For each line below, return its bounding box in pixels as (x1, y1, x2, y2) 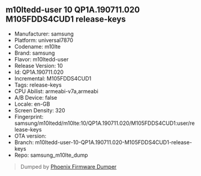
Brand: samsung (14, 49, 55, 56)
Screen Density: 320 (14, 106, 65, 114)
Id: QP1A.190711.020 (14, 68, 64, 76)
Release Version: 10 (14, 62, 64, 69)
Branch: (14, 138, 34, 146)
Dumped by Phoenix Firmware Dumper (20, 163, 117, 170)
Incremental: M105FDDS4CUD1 (14, 74, 92, 82)
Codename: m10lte (14, 43, 61, 50)
